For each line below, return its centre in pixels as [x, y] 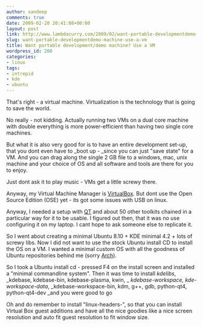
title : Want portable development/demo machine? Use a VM [81, 46]
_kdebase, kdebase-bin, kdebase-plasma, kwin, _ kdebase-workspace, [95, 280]
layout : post [23, 29]
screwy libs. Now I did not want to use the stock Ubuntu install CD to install [100, 243]
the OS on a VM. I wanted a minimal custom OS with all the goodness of [96, 249]
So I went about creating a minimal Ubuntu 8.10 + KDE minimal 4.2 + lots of [99, 236]
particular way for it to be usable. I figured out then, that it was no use [93, 218]
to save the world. [29, 108]
